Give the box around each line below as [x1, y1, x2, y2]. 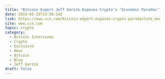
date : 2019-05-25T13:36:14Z [5, 12, 63, 17]
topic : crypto [5, 26, 34, 30]
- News [9, 48, 23, 53]
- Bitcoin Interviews [9, 35, 54, 40]
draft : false [5, 67, 32, 72]
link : [5, 16, 16, 21]
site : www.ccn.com [5, 21, 43, 26]
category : [5, 30, 26, 35]
